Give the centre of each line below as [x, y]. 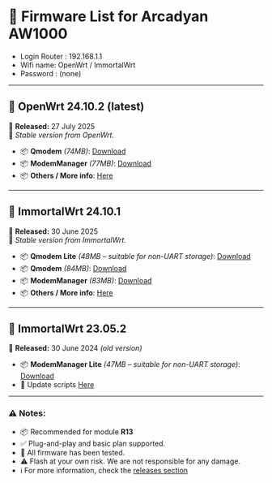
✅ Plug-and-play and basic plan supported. [93, 443]
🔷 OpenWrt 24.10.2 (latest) [76, 107]
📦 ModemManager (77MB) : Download [86, 163]
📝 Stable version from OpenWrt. [62, 135]
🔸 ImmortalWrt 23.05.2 [68, 328]
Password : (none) [51, 73]
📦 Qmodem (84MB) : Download [73, 268]
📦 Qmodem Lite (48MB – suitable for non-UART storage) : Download [135, 256]
